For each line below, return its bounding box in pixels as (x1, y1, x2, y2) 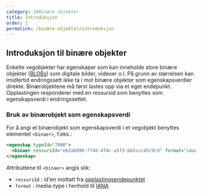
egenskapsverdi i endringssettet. (6, 95, 88, 103)
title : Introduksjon (6, 14, 58, 20)
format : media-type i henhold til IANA (14, 182, 109, 189)
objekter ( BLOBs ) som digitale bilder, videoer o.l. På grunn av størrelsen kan (6, 70, 194, 77)
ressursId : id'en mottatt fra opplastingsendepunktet (14, 175, 145, 183)
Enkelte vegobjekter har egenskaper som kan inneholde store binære (6, 64, 177, 71)
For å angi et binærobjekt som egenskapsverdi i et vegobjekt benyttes (6, 124, 179, 131)
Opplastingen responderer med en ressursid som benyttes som (6, 89, 164, 97)
